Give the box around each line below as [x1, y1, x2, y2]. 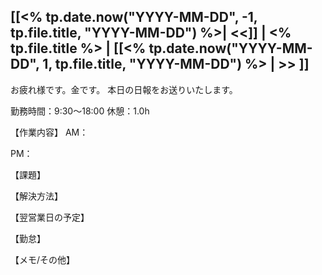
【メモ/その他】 [10, 253, 76, 265]
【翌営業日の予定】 [10, 211, 90, 223]
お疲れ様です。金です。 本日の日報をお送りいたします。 [10, 83, 238, 95]
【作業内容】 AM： [10, 126, 89, 138]
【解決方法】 [10, 190, 63, 202]
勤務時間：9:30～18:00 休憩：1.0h [10, 105, 150, 117]
